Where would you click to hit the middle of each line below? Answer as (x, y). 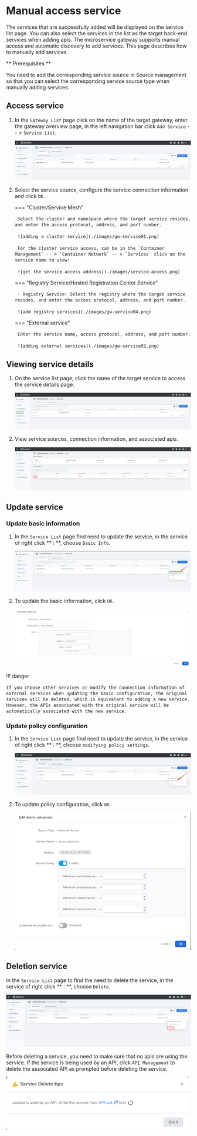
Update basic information (43, 524)
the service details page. (44, 384)
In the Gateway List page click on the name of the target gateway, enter (101, 120)
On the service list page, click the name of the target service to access (100, 378)
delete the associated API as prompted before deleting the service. (87, 1069)
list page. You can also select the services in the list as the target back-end (97, 33)
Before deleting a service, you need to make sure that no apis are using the (97, 1057)
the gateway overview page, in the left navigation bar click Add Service (100, 126)
